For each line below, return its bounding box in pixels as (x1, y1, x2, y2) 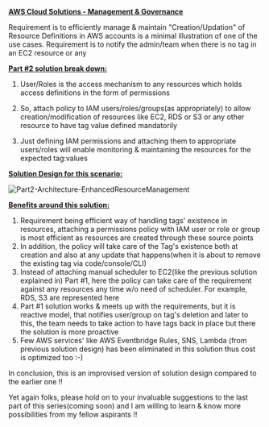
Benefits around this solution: (8, 201, 110, 209)
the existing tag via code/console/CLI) (19, 259, 147, 268)
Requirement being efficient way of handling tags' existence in (19, 216, 228, 225)
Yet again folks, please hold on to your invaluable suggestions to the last (8, 392, 248, 402)
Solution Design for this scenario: (8, 169, 123, 178)
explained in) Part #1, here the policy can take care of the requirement (19, 276, 252, 285)
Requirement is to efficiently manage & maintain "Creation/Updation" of (8, 23, 246, 31)
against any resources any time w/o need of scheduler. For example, (19, 284, 248, 293)
